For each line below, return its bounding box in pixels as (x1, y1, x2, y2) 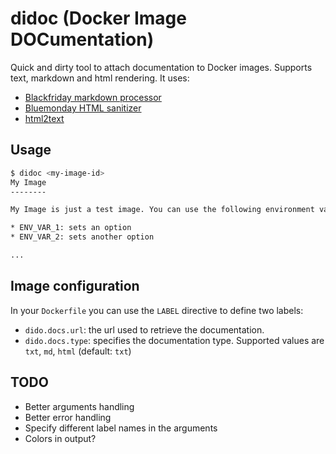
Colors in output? (24, 432, 97, 444)
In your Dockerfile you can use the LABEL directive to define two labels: (10, 304, 304, 316)
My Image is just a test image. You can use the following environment (10, 205, 315, 215)
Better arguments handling (24, 400, 135, 412)
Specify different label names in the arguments (24, 422, 218, 434)
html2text (24, 112, 65, 124)
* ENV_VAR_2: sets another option (10, 232, 155, 242)
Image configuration (10, 278, 140, 295)
